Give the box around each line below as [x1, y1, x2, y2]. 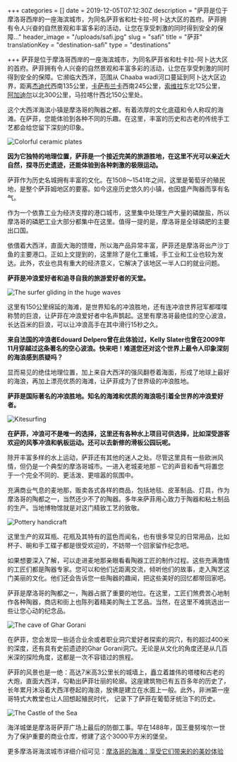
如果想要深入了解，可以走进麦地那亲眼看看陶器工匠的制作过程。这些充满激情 [7, 556, 230, 564]
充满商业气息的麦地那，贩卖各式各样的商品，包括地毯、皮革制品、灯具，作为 [7, 486, 230, 494]
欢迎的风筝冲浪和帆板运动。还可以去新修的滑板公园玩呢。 [7, 438, 174, 447]
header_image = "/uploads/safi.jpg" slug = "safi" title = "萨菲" [23, 33, 203, 41]
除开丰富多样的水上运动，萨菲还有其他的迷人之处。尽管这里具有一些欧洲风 [7, 453, 224, 462]
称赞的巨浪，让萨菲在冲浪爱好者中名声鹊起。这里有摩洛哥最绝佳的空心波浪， [7, 312, 230, 320]
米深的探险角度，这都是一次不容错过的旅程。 [7, 653, 138, 661]
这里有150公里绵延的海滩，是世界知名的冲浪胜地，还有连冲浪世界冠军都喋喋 [7, 303, 228, 311]
